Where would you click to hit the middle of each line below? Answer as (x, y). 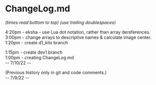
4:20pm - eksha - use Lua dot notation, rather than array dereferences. (78, 32)
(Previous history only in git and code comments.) (56, 72)
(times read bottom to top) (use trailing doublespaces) (61, 22)
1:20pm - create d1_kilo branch (37, 42)
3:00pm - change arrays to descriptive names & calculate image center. (78, 37)
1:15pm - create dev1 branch (34, 52)
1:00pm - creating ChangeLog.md (40, 57)
